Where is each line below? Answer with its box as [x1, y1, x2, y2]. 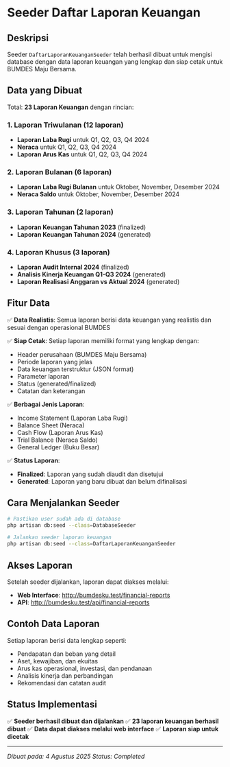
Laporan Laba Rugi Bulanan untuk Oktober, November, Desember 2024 [16, 183, 220, 191]
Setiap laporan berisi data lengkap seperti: [7, 636, 127, 644]
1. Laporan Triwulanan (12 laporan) [7, 120, 124, 130]
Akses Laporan [7, 559, 73, 571]
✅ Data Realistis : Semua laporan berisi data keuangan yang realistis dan [7, 316, 212, 324]
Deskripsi [7, 32, 49, 44]
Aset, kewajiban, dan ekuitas [16, 657, 98, 665]
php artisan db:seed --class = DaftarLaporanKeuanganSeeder [7, 541, 176, 547]
